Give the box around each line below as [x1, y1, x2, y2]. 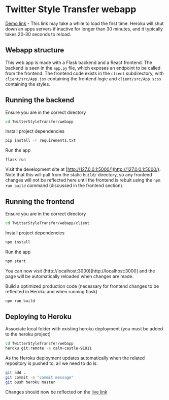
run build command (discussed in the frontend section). [5, 182, 124, 189]
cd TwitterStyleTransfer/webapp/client [5, 221, 90, 226]
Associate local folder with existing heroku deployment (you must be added [5, 326, 163, 332]
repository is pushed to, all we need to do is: [5, 360, 98, 366]
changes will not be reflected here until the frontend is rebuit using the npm [5, 177, 161, 183]
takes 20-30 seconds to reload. [5, 31, 71, 37]
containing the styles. [5, 81, 51, 87]
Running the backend [5, 96, 75, 105]
